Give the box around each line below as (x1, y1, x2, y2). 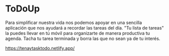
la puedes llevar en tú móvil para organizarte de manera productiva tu (5, 30, 150, 36)
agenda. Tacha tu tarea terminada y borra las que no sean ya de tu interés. (5, 35, 160, 41)
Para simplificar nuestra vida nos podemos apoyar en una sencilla (5, 19, 142, 25)
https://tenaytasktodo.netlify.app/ (5, 45, 75, 51)
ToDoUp (5, 3, 40, 14)
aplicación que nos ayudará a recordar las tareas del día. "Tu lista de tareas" (5, 24, 164, 30)
